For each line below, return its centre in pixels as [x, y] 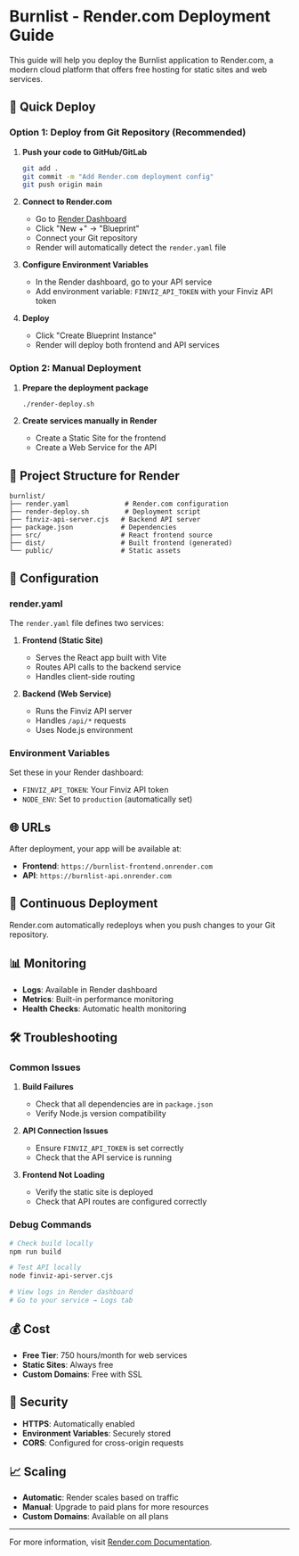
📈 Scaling [38, 1472]
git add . [40, 168]
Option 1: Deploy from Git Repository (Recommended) [128, 133]
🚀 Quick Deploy [53, 107]
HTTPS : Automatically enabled [78, 1423]
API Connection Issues [65, 1131]
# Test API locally [45, 1268]
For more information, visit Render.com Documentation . [111, 1542]
